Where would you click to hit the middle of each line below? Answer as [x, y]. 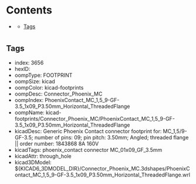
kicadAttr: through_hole [43, 156]
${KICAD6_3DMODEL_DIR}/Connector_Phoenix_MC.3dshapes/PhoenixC [102, 168]
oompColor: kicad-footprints [49, 87]
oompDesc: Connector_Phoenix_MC [58, 94]
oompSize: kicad [35, 81]
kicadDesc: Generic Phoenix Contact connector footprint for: [88, 131]
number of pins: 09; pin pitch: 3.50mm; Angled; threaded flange [111, 137]
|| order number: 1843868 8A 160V [57, 144]
